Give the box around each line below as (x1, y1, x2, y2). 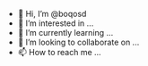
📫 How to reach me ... (17, 47, 101, 57)
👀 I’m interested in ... (17, 18, 94, 29)
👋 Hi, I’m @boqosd (17, 9, 87, 19)
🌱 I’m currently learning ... (17, 28, 114, 37)
